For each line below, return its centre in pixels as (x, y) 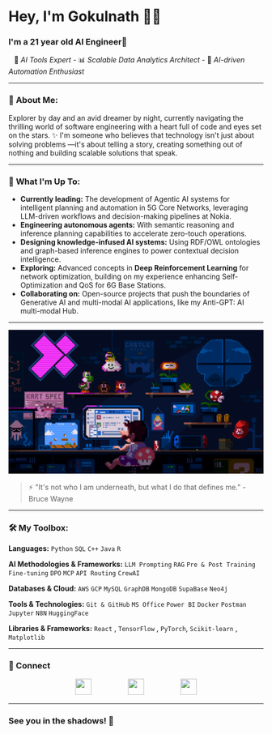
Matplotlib (27, 638)
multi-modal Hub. (49, 311)
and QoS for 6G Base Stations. (115, 285)
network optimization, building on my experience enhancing (120, 277)
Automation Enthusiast (47, 71)
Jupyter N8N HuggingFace (49, 613)
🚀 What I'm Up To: (45, 181)
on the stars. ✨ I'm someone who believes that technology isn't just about (132, 135)
